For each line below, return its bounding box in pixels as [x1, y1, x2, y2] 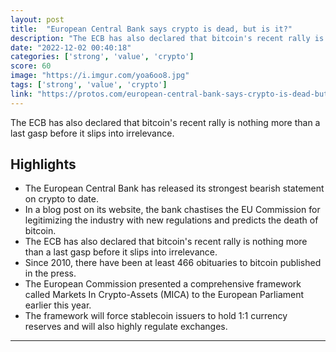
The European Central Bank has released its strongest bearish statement [24, 182, 325, 195]
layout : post [10, 14, 65, 25]
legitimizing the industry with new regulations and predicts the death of [24, 214, 319, 226]
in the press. [24, 267, 77, 280]
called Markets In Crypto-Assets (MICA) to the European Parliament [24, 289, 305, 301]
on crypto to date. [24, 193, 99, 205]
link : [10, 89, 33, 99]
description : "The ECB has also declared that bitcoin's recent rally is [10, 33, 325, 43]
